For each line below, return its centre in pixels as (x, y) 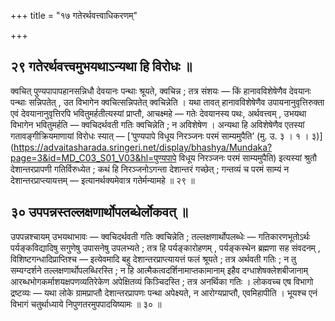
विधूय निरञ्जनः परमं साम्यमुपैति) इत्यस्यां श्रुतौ (247, 157)
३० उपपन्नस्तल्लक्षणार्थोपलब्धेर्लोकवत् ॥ (99, 212)
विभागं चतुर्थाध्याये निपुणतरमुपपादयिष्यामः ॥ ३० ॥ (86, 304)
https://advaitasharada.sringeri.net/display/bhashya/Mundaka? (143, 147)
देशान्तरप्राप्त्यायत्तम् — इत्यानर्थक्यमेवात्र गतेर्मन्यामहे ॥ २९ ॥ (102, 180)
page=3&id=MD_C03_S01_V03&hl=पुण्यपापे (93, 157)
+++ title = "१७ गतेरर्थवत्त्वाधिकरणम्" (74, 15)
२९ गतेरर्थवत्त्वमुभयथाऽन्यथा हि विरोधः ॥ (101, 66)
